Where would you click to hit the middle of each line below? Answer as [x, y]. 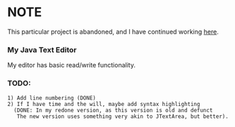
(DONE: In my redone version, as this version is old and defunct [113, 110]
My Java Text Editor [42, 50]
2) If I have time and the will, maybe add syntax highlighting [104, 104]
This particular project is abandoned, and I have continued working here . [113, 32]
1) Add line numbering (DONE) [52, 98]
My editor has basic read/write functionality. [72, 65]
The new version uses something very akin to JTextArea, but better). [123, 116]
